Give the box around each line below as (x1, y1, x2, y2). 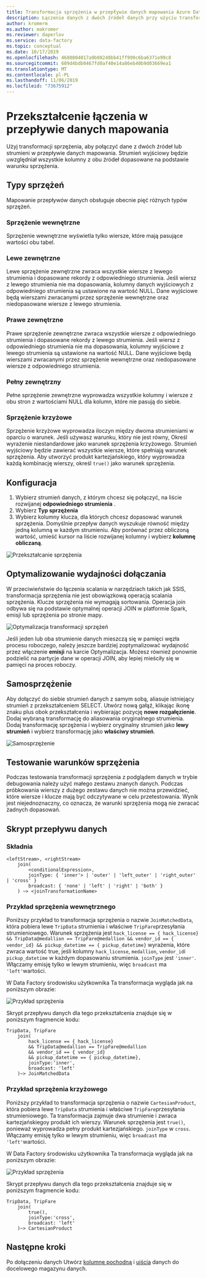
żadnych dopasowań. (6, 806, 61, 813)
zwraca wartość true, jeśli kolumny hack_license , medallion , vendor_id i (6, 948, 186, 955)
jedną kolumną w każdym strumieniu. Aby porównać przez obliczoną (15, 527, 189, 534)
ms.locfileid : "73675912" (6, 83, 72, 89)
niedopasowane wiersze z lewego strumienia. (6, 300, 122, 308)
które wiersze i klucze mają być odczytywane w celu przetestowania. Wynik (6, 793, 199, 801)
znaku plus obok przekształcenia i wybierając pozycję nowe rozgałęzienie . (6, 708, 196, 715)
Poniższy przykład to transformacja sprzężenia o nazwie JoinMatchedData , (6, 916, 194, 924)
